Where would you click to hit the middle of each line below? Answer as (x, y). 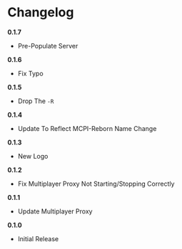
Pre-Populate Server (48, 46)
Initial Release (38, 238)
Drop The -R (36, 101)
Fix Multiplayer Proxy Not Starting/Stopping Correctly (96, 184)
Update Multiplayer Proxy (55, 211)
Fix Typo (31, 73)
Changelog (41, 12)
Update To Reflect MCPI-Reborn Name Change (87, 128)
